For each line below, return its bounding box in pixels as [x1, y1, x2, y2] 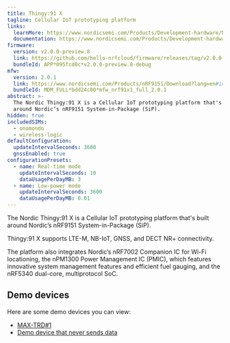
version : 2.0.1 [13, 73, 57, 81]
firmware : [7, 42, 36, 49]
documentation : [13, 36, 57, 43]
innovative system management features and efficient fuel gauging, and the [7, 262, 220, 270]
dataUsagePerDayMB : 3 [19, 176, 81, 182]
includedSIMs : [7, 118, 48, 126]
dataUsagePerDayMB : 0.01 [19, 195, 90, 202]
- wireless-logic [13, 131, 63, 138]
